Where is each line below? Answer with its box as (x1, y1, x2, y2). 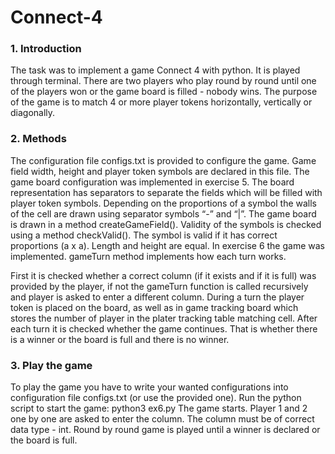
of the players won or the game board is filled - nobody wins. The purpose (10, 86, 318, 98)
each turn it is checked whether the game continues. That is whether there (10, 322, 318, 335)
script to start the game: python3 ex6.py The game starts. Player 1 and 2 (10, 402, 308, 415)
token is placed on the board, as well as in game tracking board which (10, 301, 299, 313)
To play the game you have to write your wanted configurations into (10, 381, 289, 393)
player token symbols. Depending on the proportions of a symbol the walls (10, 197, 317, 209)
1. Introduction (10, 42, 82, 56)
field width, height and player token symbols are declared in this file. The (10, 165, 310, 177)
